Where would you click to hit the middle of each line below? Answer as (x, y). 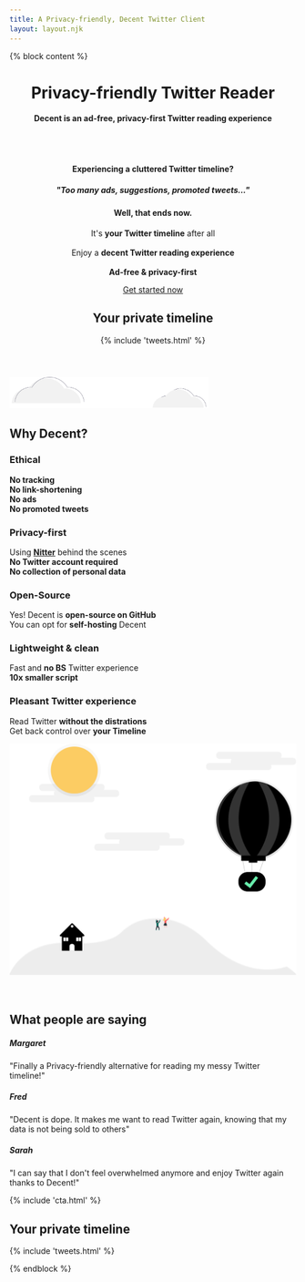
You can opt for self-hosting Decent (78, 625)
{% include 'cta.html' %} (56, 1200)
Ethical (25, 460)
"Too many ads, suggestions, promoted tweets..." (153, 190)
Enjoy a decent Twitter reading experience (153, 253)
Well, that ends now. (153, 213)
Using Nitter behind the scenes (68, 552)
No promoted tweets (49, 508)
